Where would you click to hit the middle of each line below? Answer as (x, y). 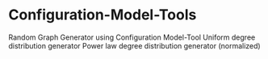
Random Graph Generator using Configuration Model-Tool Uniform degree (132, 37)
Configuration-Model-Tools (103, 15)
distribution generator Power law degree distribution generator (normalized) (134, 45)
